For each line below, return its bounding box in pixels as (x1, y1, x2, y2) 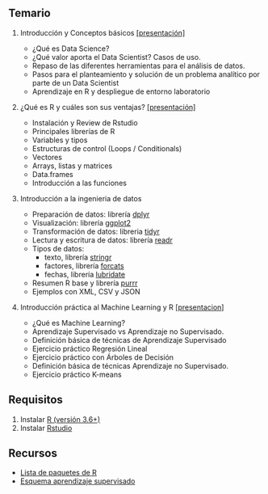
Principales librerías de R (31, 126, 115, 136)
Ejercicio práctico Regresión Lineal (31, 344, 148, 353)
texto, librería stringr (44, 252, 112, 262)
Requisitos (8, 393, 63, 407)
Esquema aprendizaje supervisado (19, 476, 136, 486)
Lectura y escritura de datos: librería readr (31, 234, 174, 245)
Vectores (31, 152, 63, 162)
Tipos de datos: (31, 243, 85, 253)
